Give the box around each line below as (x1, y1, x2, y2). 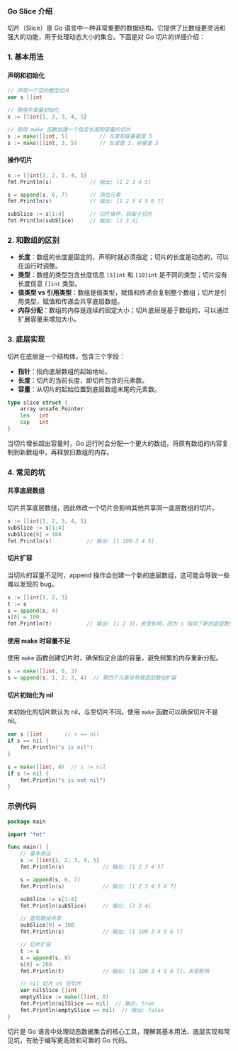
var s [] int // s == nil (7, 731, 100, 738)
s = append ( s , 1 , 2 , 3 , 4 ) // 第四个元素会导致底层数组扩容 (7, 675, 177, 682)
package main (7, 818, 46, 825)
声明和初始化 (7, 71, 45, 80)
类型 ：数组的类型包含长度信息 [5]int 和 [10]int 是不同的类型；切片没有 (17, 271, 228, 279)
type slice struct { (7, 399, 69, 406)
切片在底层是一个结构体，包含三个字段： (7, 352, 125, 360)
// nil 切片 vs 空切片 (20, 980, 81, 988)
